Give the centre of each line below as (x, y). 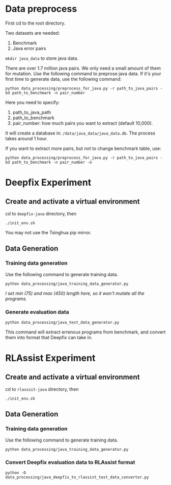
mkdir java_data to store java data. (42, 58)
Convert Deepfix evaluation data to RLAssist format (70, 462)
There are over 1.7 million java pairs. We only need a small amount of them (83, 68)
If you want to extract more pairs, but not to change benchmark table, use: (83, 148)
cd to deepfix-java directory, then (41, 213)
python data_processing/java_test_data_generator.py (62, 322)
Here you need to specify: (33, 102)
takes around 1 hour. (26, 138)
